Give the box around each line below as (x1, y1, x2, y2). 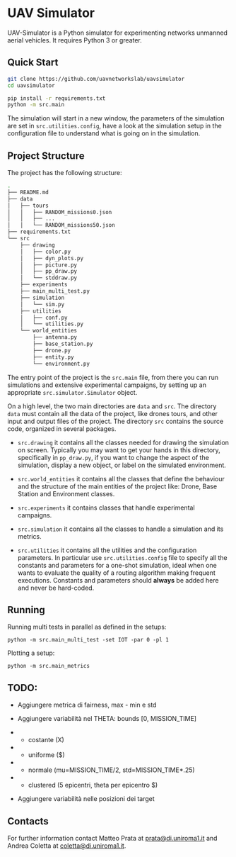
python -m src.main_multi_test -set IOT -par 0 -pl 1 (7, 637, 170, 644)
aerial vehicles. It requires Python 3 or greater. (7, 35, 143, 44)
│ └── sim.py (20, 301, 65, 308)
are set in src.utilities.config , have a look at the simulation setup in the (7, 122, 223, 130)
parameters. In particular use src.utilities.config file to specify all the (17, 553, 228, 561)
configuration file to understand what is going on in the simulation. (7, 129, 201, 138)
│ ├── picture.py (20, 261, 78, 269)
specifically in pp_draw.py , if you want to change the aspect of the (17, 453, 210, 461)
